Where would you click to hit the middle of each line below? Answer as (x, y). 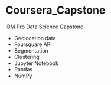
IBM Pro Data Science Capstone (45, 27)
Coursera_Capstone (56, 10)
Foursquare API (33, 44)
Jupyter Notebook (36, 63)
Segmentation (31, 50)
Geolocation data (35, 38)
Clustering (27, 57)
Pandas (23, 69)
